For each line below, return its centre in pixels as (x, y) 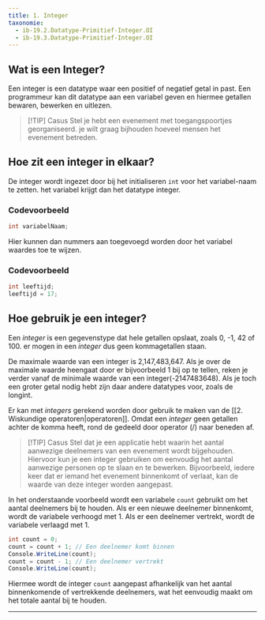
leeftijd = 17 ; (33, 294)
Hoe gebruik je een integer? (78, 319)
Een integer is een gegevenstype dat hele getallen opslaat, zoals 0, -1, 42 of (131, 337)
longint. (21, 395)
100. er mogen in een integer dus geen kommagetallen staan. (108, 346)
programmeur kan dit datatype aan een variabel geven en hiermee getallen (130, 97)
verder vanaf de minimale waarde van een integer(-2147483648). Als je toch (132, 378)
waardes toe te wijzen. (45, 250)
